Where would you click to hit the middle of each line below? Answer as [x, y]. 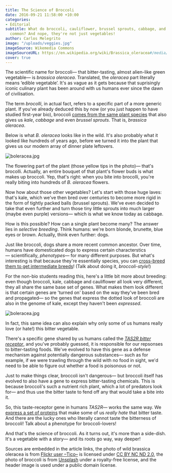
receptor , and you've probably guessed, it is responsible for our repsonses [84, 344]
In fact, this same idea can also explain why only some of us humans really [84, 323]
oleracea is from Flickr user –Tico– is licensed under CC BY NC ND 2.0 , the [84, 454]
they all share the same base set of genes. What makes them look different [84, 287]
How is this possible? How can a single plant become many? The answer [82, 224]
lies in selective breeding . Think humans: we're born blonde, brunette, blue [84, 229]
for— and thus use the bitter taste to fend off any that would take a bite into [85, 392]
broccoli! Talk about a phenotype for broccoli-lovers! [61, 424]
